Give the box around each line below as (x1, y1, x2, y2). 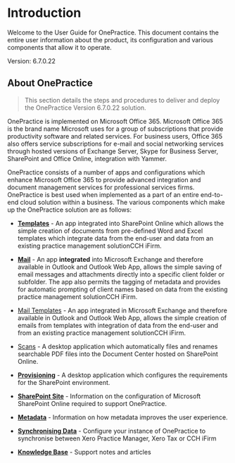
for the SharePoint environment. (17, 378, 110, 386)
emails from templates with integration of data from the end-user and (17, 321, 219, 329)
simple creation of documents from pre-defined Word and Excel (17, 227, 203, 235)
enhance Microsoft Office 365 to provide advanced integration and (7, 175, 201, 184)
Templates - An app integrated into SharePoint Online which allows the (17, 219, 224, 227)
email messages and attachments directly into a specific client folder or (17, 269, 225, 279)
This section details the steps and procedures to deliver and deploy (24, 96, 220, 104)
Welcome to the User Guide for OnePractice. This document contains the (7, 28, 220, 37)
